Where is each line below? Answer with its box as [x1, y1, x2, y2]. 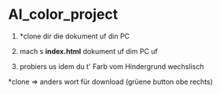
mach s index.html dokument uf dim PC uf [19, 46, 159, 56]
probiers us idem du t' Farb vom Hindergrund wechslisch [19, 61, 204, 71]
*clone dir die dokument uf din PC [19, 31, 130, 41]
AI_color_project [8, 5, 119, 23]
